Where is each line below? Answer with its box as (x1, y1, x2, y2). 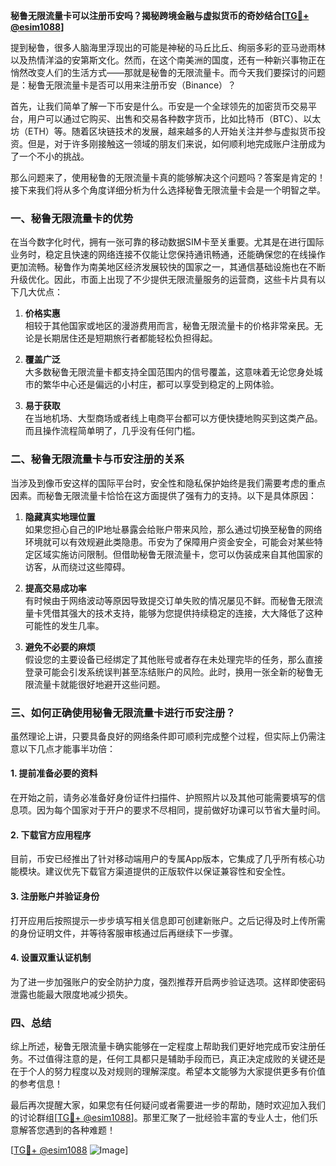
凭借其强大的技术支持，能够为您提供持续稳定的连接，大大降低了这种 (42, 607, 323, 619)
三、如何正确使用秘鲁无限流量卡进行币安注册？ (10, 705, 236, 719)
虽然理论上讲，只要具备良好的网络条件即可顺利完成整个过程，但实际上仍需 (10, 730, 317, 742)
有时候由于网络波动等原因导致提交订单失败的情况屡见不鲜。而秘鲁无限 (24, 594, 315, 606)
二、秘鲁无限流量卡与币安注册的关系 (10, 452, 185, 466)
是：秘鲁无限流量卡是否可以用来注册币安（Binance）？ (10, 79, 237, 91)
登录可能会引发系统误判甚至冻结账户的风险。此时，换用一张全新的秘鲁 (24, 665, 315, 678)
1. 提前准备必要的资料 (10, 767, 98, 779)
